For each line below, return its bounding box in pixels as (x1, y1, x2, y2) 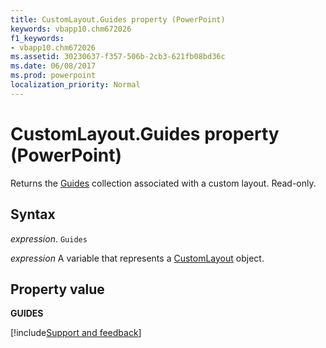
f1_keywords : (10, 33, 65, 43)
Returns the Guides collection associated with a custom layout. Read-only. (10, 177, 317, 189)
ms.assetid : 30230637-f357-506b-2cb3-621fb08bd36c (10, 52, 226, 62)
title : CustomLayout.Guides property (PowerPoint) (10, 14, 226, 25)
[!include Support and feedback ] (10, 327, 142, 339)
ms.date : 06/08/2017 (10, 61, 97, 71)
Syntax (10, 206, 56, 223)
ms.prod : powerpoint (10, 71, 97, 81)
